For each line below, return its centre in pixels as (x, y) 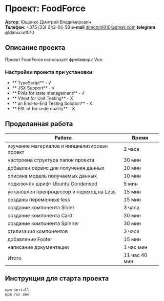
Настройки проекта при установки (49, 72)
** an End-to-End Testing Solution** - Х (52, 103)
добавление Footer (30, 239)
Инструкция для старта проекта (57, 279)
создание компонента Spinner (43, 223)
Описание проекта (35, 48)
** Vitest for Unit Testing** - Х (42, 99)
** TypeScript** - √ (31, 83)
